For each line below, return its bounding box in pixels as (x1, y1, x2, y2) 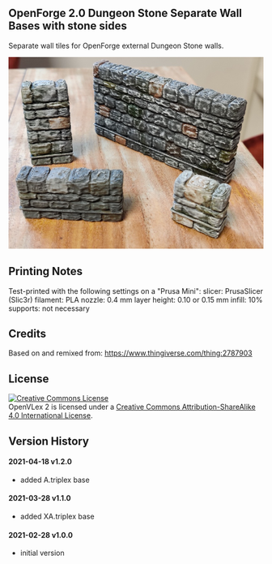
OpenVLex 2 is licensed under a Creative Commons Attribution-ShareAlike (8, 402, 257, 412)
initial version (19, 548, 65, 558)
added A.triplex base (19, 475, 91, 484)
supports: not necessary (8, 304, 91, 313)
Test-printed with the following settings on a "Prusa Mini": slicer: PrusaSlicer (8, 286, 263, 295)
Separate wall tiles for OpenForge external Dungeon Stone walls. (8, 41, 224, 50)
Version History (8, 434, 89, 448)
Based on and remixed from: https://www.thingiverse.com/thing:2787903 (8, 348, 253, 358)
